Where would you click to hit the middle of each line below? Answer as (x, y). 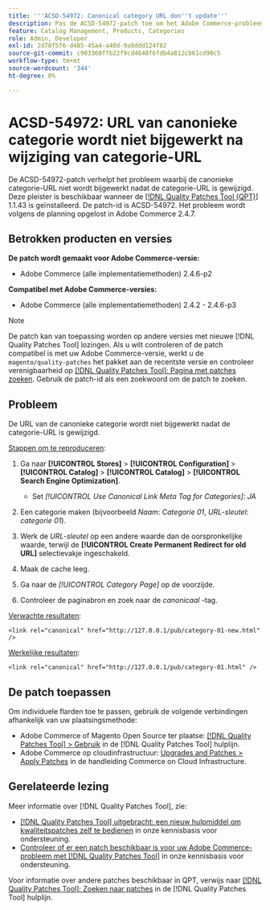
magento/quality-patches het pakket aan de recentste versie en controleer (131, 362)
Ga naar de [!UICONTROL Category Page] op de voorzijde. (117, 584)
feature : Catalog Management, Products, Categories (96, 31)
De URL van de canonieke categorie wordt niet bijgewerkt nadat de (119, 424)
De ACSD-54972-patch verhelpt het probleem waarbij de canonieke (121, 179)
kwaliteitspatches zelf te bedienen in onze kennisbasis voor (119, 830)
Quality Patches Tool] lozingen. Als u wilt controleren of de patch (116, 345)
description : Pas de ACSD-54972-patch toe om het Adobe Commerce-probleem (136, 23)
